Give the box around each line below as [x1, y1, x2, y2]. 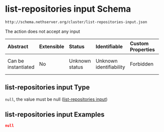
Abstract [7, 43, 28, 50]
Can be [7, 57, 24, 64]
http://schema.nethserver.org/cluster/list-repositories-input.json [5, 20, 147, 24]
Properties [130, 46, 155, 53]
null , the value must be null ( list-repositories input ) [5, 96, 108, 102]
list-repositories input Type [5, 83, 90, 91]
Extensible [39, 43, 64, 50]
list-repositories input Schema [5, 3, 131, 15]
